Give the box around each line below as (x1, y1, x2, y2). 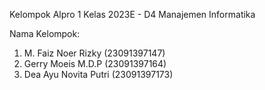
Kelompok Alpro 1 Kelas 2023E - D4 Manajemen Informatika (9, 9, 256, 20)
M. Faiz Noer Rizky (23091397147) (23, 47, 166, 59)
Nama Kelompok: (9, 28, 81, 39)
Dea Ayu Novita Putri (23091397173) (23, 69, 174, 80)
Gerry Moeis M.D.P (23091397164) (23, 58, 167, 69)
